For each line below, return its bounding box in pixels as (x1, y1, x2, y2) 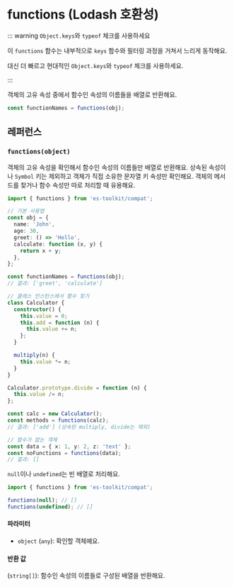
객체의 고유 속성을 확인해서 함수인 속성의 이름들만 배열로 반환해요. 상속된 (7, 163, 207, 171)
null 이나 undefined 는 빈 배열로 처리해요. (7, 470, 120, 478)
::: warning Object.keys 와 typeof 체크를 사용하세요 (7, 31, 151, 40)
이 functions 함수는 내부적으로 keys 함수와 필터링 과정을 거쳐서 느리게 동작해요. (7, 46, 228, 55)
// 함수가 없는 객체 (7, 436, 58, 444)
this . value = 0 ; (20, 312, 69, 319)
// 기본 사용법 (7, 207, 45, 215)
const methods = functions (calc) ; (7, 417, 110, 424)
